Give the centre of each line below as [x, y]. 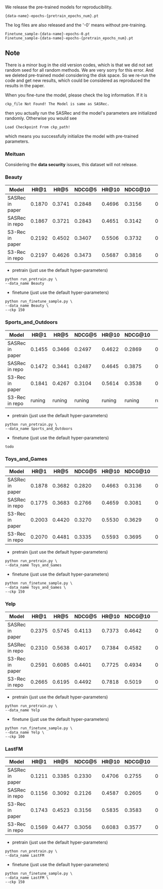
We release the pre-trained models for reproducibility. [59, 7]
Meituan [15, 154]
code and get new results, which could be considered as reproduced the [78, 80]
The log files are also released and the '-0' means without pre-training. [76, 25]
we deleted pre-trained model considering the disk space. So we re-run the [81, 75]
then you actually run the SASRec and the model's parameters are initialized [81, 113]
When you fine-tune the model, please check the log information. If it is [76, 95]
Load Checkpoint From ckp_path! [38, 127]
